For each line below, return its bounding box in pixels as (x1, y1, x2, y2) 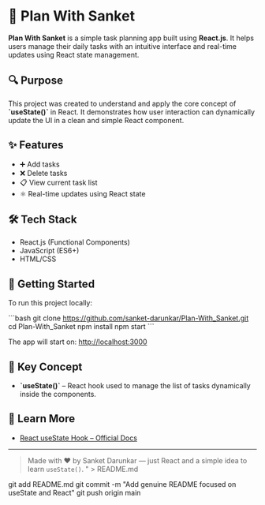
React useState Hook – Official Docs (19, 433, 138, 443)
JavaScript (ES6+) (19, 246, 80, 256)
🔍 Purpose (8, 74, 63, 88)
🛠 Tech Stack (8, 212, 77, 226)
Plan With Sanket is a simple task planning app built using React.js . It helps (8, 33, 255, 43)
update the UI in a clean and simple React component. (8, 115, 185, 125)
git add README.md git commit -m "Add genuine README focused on (8, 479, 237, 488)
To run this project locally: (8, 298, 93, 308)
